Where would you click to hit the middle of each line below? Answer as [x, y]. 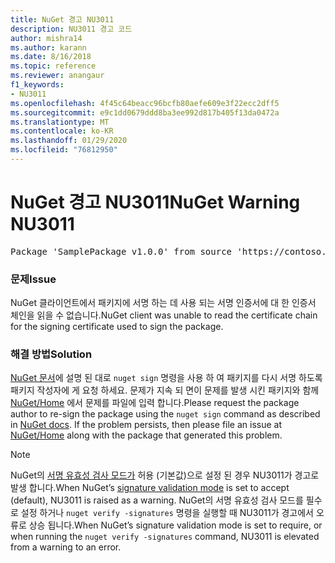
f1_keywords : [37, 85]
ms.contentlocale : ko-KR [62, 131]
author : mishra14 [46, 38]
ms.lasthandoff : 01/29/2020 [69, 141]
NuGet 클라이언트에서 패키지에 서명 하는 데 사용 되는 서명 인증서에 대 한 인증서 [163, 303]
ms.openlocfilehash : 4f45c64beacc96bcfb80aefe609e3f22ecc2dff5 [145, 103]
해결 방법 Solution [51, 354]
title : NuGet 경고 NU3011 [62, 19]
